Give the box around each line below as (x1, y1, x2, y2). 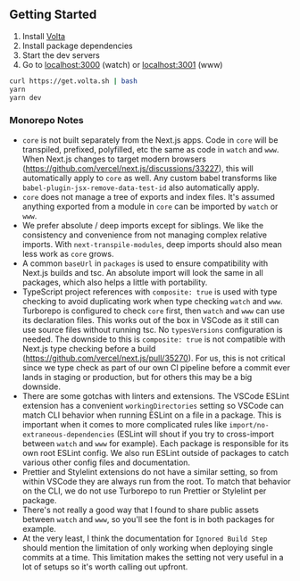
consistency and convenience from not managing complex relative (21, 229, 268, 240)
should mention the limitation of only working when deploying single (21, 542, 274, 552)
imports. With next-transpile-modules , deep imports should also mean (21, 238, 283, 249)
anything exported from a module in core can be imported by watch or (21, 201, 279, 212)
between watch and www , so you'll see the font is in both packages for (21, 513, 275, 525)
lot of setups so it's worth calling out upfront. (21, 561, 188, 572)
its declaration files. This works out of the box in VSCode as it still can (21, 314, 279, 325)
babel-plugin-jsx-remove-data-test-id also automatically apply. (21, 182, 260, 193)
